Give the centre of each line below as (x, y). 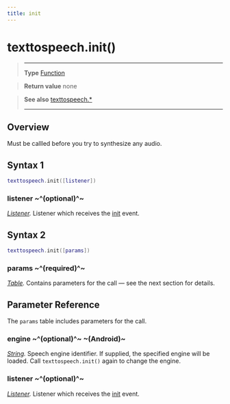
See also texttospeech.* (58, 99)
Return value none (50, 86)
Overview (28, 127)
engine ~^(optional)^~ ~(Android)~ (66, 339)
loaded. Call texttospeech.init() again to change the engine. (94, 361)
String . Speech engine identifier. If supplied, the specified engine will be (108, 354)
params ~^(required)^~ (46, 268)
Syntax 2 (26, 235)
